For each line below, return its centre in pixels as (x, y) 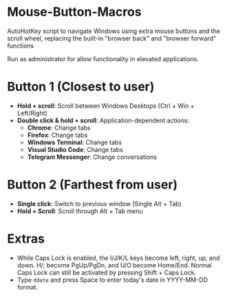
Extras (26, 239)
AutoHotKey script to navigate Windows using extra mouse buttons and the (114, 31)
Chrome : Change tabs (59, 127)
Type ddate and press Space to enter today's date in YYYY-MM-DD (112, 280)
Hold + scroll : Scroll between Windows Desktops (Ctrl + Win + (106, 106)
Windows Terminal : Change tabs (75, 142)
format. (28, 287)
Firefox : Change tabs (57, 135)
